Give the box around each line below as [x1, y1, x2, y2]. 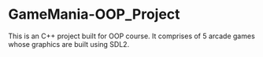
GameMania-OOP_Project [8, 5, 180, 23]
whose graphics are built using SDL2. [8, 39, 130, 48]
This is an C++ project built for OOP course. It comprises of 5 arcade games [8, 31, 256, 41]
